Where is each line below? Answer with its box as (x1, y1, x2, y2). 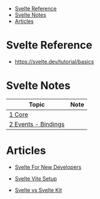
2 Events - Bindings (9, 120, 65, 128)
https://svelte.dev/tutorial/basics (14, 58, 94, 65)
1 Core (9, 110, 28, 118)
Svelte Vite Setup (14, 175, 57, 182)
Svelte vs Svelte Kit (14, 187, 62, 194)
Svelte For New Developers (14, 163, 82, 170)
